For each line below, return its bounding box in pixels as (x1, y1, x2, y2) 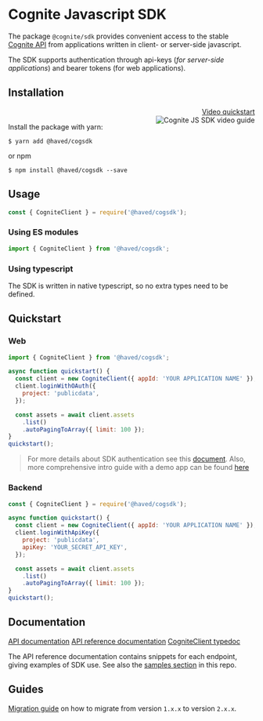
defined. (8, 289, 35, 299)
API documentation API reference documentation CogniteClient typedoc (8, 636, 241, 646)
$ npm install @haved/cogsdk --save (8, 166, 128, 174)
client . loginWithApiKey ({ (15, 529, 100, 537)
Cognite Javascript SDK (8, 5, 167, 24)
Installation (8, 86, 64, 100)
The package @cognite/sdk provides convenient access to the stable (8, 31, 229, 41)
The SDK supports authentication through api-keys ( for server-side (8, 55, 225, 64)
